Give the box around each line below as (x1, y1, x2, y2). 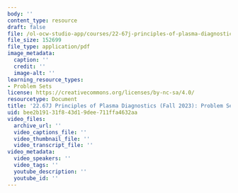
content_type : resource (7, 17, 78, 24)
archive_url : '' (13, 122, 62, 129)
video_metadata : (7, 148, 55, 156)
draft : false (7, 23, 46, 30)
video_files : (7, 115, 46, 122)
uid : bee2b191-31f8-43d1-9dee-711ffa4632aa (7, 109, 138, 116)
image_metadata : (7, 50, 55, 57)
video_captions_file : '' (13, 129, 87, 136)
